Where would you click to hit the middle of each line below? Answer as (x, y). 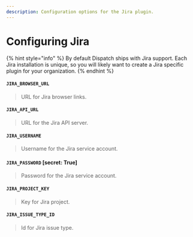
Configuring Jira (48, 41)
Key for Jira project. (45, 202)
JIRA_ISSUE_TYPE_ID (31, 215)
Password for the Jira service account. (69, 176)
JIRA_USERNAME (24, 136)
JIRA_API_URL (22, 110)
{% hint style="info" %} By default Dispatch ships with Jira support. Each (97, 58)
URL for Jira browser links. (54, 97)
